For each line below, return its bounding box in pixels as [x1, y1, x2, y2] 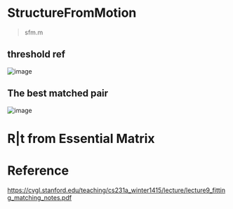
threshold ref [7, 48, 65, 60]
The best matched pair [7, 88, 109, 100]
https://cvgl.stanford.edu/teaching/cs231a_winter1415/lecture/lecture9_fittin [7, 186, 226, 194]
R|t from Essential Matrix [7, 130, 156, 147]
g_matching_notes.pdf [7, 193, 72, 201]
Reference [7, 163, 69, 178]
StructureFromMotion [7, 5, 137, 21]
